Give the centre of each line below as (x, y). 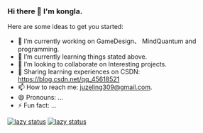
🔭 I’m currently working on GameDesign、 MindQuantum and (107, 41)
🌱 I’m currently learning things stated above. (82, 57)
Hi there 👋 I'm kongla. (45, 11)
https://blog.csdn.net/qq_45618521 (68, 79)
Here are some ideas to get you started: (66, 27)
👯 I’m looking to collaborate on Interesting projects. (92, 64)
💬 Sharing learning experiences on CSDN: (79, 72)
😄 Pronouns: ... (40, 98)
